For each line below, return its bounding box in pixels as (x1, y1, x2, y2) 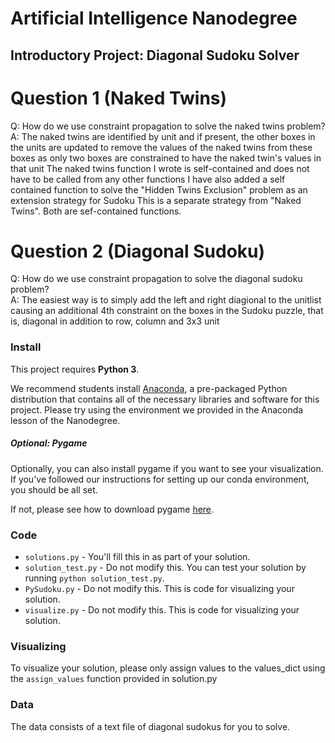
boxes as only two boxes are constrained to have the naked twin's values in (10, 152, 322, 164)
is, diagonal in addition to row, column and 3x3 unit (10, 315, 220, 327)
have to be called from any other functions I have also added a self (10, 173, 286, 185)
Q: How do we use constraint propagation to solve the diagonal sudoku (10, 273, 303, 285)
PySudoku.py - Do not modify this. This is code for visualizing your (24, 583, 295, 595)
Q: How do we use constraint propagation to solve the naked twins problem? (10, 120, 326, 132)
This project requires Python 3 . (10, 363, 140, 375)
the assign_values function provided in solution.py (10, 673, 218, 685)
